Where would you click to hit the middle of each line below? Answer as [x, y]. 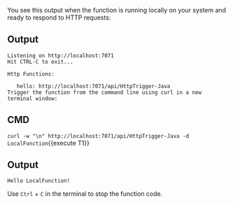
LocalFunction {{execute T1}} [48, 143]
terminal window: [33, 98]
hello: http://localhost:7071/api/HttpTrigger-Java [93, 86]
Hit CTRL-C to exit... [40, 62]
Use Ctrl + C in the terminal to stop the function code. [85, 194]
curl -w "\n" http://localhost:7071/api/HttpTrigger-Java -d [98, 136]
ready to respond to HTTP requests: [59, 17]
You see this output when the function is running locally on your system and [116, 10]
